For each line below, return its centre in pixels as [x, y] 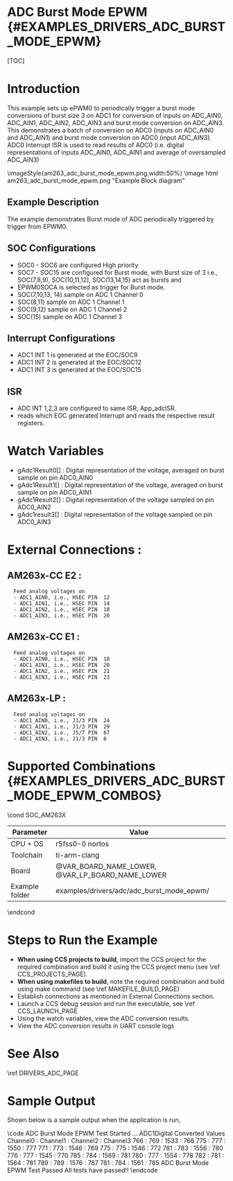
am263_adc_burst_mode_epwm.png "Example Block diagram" [96, 180]
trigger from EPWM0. [37, 226]
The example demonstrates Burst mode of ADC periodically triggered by [111, 219]
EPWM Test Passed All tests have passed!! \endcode [83, 1171]
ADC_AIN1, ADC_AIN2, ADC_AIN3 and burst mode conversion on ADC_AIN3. [115, 123]
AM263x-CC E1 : [44, 637]
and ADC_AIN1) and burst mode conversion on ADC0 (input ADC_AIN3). [110, 137]
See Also [33, 1054]
